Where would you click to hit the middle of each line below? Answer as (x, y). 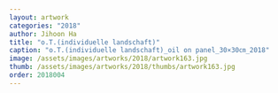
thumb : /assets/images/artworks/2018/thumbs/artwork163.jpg (123, 67)
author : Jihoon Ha (43, 34)
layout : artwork (39, 17)
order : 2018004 (37, 75)
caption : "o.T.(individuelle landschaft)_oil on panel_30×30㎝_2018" (139, 50)
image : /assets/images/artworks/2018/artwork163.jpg (108, 58)
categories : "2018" (45, 26)
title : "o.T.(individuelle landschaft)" (85, 42)
